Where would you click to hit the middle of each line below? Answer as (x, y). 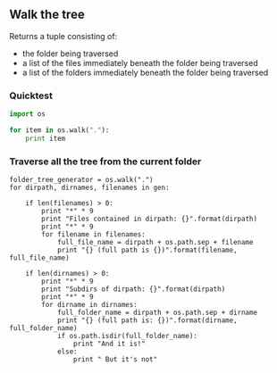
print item (46, 138)
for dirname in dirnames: (90, 305)
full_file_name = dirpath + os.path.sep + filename (155, 243)
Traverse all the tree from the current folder (105, 162)
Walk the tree (47, 15)
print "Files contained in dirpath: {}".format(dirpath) (149, 219)
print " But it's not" (115, 360)
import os (28, 114)
